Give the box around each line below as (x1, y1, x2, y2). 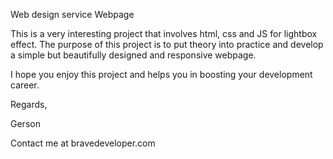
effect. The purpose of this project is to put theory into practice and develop (10, 39, 324, 50)
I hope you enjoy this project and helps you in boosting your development (10, 69, 313, 80)
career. (10, 79, 40, 91)
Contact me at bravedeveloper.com (10, 137, 156, 149)
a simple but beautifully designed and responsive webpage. (10, 49, 257, 61)
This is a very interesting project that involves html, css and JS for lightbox (10, 28, 318, 39)
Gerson (10, 118, 41, 129)
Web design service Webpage (10, 9, 135, 20)
